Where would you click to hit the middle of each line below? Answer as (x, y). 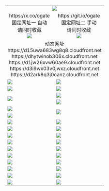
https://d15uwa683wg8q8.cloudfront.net (54, 50)
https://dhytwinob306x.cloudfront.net (54, 56)
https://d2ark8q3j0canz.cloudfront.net (54, 75)
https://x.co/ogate (29, 16)
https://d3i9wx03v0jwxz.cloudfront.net (54, 69)
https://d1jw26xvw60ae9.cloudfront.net (55, 62)
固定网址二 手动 (79, 23)
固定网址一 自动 (30, 23)
